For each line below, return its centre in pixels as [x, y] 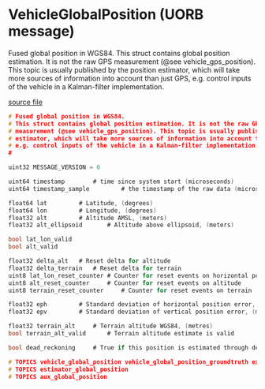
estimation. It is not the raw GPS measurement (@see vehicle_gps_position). [132, 62]
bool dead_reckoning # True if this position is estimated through [128, 348]
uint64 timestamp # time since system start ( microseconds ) [121, 182]
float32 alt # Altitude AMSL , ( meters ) [88, 218]
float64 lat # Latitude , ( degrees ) [81, 203]
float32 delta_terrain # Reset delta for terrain [95, 268]
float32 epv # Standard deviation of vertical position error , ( [132, 312]
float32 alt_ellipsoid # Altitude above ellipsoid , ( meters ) [121, 225]
